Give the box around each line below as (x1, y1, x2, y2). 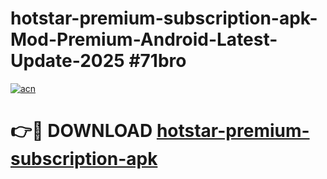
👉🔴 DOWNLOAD (10, 120, 153, 142)
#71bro (128, 50, 187, 72)
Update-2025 (10, 50, 125, 72)
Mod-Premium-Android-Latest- (10, 28, 278, 51)
